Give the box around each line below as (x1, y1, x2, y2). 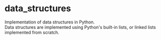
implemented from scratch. (4, 29, 59, 35)
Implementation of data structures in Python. (4, 19, 95, 25)
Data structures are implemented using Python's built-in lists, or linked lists (4, 24, 156, 30)
